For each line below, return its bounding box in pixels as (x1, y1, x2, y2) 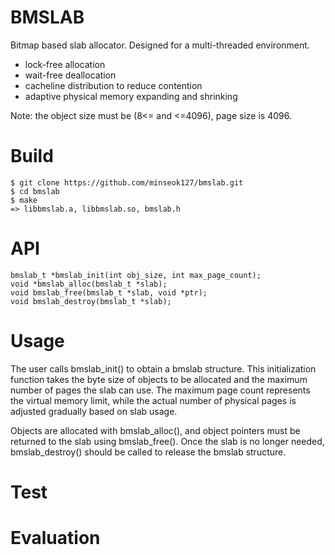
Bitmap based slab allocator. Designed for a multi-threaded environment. (10, 39, 310, 51)
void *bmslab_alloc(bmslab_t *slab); (10, 279, 168, 289)
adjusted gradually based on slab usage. (10, 405, 178, 417)
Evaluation (10, 527, 101, 550)
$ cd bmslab (10, 186, 60, 196)
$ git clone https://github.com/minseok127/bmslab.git (10, 177, 244, 188)
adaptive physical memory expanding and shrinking (24, 90, 238, 102)
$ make (10, 195, 38, 205)
